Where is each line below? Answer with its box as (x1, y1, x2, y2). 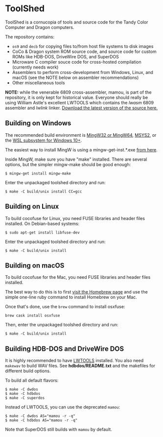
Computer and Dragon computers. (5, 24, 74, 30)
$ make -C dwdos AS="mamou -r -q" (5, 413, 76, 419)
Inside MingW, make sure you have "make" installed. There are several (5, 156, 147, 162)
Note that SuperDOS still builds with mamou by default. (5, 427, 113, 433)
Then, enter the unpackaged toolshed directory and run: (5, 322, 118, 328)
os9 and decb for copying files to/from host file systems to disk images (12, 43, 154, 49)
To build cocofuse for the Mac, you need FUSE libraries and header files (5, 274, 151, 280)
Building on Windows (5, 119, 71, 127)
